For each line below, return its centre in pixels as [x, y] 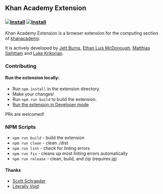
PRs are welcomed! [25, 114]
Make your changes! [33, 94]
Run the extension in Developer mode [50, 104]
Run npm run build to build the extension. [55, 99]
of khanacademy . [23, 38]
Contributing [21, 66]
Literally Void [25, 186]
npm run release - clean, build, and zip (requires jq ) [64, 159]
